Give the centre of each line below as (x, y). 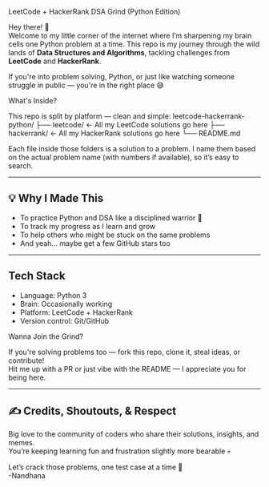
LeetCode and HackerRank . (55, 61)
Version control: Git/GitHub (64, 320)
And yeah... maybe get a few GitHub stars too (95, 243)
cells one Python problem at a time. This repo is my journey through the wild (134, 44)
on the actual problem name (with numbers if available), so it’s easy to (124, 157)
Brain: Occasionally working (66, 304)
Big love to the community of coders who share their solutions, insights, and (134, 434)
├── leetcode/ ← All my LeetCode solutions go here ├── (130, 125)
